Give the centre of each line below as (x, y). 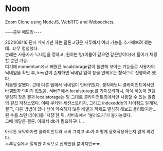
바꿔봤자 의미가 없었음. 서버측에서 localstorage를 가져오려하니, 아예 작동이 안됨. (81, 91)
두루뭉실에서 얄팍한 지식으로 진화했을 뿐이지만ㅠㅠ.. (54, 143)
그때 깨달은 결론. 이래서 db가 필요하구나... (45, 121)
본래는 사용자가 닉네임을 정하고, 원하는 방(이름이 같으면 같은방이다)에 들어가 (77, 54)
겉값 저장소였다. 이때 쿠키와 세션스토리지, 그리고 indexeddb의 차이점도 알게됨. (84, 103)
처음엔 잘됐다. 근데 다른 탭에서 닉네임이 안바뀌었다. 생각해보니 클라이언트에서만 (80, 84)
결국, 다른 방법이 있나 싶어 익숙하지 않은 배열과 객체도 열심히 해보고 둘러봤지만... (81, 109)
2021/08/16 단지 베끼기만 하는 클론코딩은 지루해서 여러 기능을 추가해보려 (74, 42)
